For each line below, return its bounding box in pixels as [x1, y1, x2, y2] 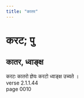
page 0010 [6, 85, 32, 92]
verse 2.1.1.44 [6, 79, 39, 86]
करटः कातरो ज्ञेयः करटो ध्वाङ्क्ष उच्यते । [6, 72, 79, 79]
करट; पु [6, 33, 35, 47]
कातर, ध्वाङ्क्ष [6, 57, 43, 67]
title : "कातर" [6, 8, 38, 15]
